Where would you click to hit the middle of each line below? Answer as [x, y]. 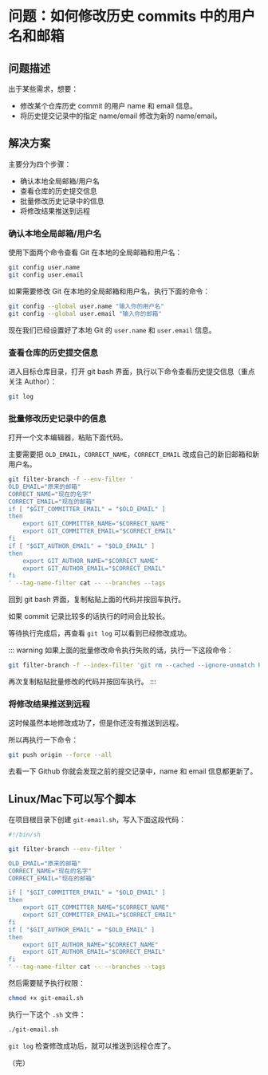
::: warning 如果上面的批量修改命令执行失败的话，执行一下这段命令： [121, 650]
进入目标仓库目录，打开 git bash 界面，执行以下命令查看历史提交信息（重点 [132, 371]
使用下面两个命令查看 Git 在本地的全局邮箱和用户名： [95, 253]
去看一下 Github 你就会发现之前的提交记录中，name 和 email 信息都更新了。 [133, 771]
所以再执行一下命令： [43, 740]
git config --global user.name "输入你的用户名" [87, 306]
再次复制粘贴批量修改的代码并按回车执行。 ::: [83, 682]
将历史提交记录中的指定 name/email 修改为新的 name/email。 [120, 116]
